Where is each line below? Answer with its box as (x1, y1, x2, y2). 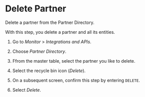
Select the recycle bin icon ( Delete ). (12, 68, 86, 74)
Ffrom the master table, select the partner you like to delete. (12, 58, 136, 64)
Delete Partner (5, 3, 67, 14)
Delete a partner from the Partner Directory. (5, 19, 95, 25)
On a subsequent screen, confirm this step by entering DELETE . (12, 77, 140, 83)
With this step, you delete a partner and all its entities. (5, 29, 115, 35)
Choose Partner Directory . (12, 48, 67, 54)
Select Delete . (12, 87, 41, 93)
